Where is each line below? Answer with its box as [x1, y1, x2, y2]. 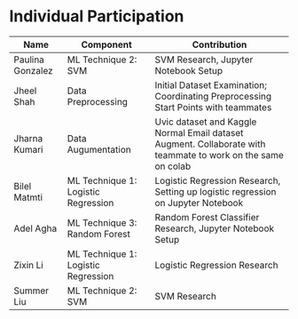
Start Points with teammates [154, 100, 272, 113]
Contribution [192, 38, 247, 51]
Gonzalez [13, 64, 53, 76]
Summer [13, 284, 50, 297]
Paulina [13, 53, 44, 66]
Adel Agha [13, 222, 58, 235]
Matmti [13, 191, 43, 203]
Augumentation [67, 143, 131, 156]
